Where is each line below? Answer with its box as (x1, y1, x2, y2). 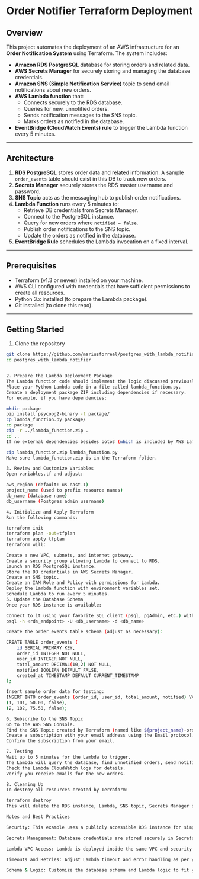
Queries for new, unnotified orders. (23, 105, 110, 112)
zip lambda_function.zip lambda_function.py (6, 449, 118, 455)
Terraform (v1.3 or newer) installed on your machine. (14, 277, 143, 284)
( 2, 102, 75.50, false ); (6, 705, 68, 711)
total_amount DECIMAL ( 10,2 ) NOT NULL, (17, 662, 113, 668)
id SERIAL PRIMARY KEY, (17, 645, 76, 651)
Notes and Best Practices (6, 814, 70, 820)
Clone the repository (14, 340, 65, 347)
